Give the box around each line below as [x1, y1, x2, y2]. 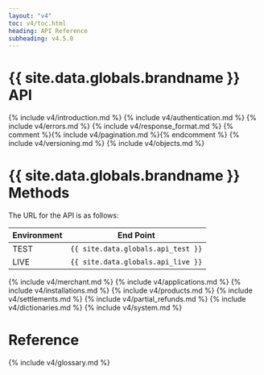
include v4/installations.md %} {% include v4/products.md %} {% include [8, 285, 254, 295]
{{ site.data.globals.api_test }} [70, 244, 203, 254]
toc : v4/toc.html [8, 19, 67, 27]
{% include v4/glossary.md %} [8, 358, 110, 368]
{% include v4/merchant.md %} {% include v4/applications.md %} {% [8, 277, 241, 287]
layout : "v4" [8, 11, 52, 20]
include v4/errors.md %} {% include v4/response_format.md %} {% [8, 122, 234, 131]
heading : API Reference [8, 27, 89, 35]
